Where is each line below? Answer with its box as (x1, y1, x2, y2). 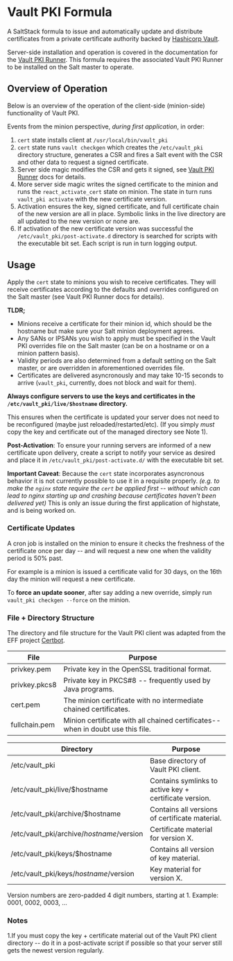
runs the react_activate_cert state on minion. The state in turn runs (17, 187, 213, 195)
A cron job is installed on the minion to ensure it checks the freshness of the (7, 539, 225, 548)
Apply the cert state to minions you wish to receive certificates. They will (7, 277, 216, 286)
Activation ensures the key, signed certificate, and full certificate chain (17, 202, 220, 211)
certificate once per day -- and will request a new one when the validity (7, 546, 212, 555)
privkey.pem (10, 664, 51, 674)
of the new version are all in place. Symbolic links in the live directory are (17, 209, 226, 217)
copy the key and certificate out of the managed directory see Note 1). (7, 427, 208, 436)
